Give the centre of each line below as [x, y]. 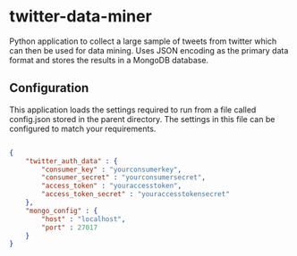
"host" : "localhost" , [84, 219]
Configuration [49, 88]
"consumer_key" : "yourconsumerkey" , [111, 169]
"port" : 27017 [70, 227]
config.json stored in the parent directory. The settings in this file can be [142, 119]
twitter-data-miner [81, 17]
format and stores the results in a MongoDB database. [109, 60]
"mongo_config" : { [62, 211]
